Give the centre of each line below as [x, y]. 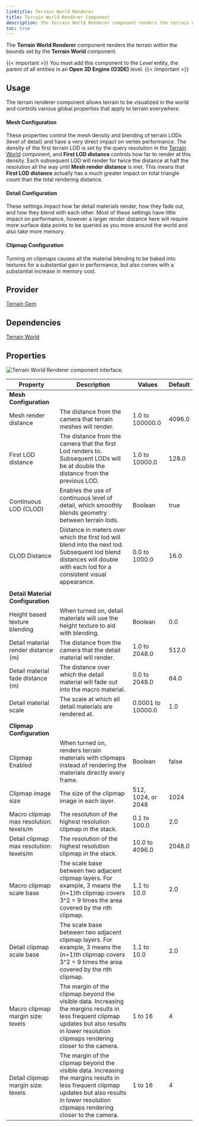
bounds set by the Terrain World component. [62, 52]
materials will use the [89, 618]
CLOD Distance [31, 556]
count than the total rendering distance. [54, 179]
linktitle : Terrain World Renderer [50, 12]
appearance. [77, 582]
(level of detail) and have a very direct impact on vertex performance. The [96, 142]
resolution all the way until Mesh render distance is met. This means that [95, 167]
